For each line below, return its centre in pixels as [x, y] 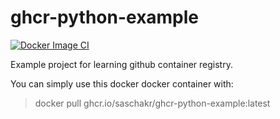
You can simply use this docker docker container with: [122, 83]
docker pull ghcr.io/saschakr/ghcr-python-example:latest [152, 103]
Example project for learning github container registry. [121, 64]
